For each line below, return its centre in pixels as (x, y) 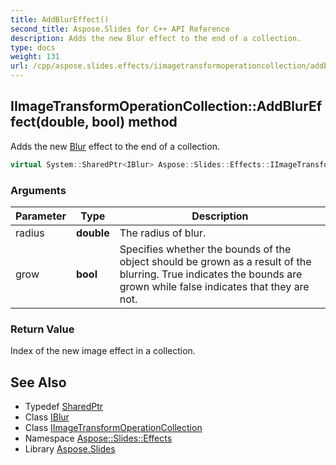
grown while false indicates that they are (214, 286)
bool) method (134, 122)
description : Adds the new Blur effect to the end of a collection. (156, 38)
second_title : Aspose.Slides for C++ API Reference (120, 29)
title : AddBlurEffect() (60, 19)
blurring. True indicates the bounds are (211, 274)
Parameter (41, 216)
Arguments (38, 190)
